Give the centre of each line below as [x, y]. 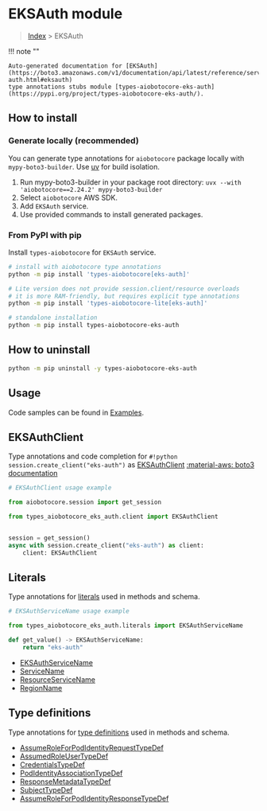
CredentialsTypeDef [52, 764]
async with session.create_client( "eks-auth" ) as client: [106, 545]
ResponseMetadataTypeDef [65, 782]
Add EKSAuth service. [54, 206]
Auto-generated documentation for [66, 66]
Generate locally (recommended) [74, 141]
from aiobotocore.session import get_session [85, 502]
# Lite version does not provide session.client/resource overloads [124, 289]
